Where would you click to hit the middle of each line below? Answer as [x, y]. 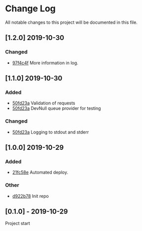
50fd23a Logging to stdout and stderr [51, 132]
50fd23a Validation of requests [44, 103]
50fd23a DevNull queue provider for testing [56, 108]
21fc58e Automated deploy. [40, 172]
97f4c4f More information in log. [45, 63]
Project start [18, 224]
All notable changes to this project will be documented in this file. [71, 22]
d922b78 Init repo [31, 196]
